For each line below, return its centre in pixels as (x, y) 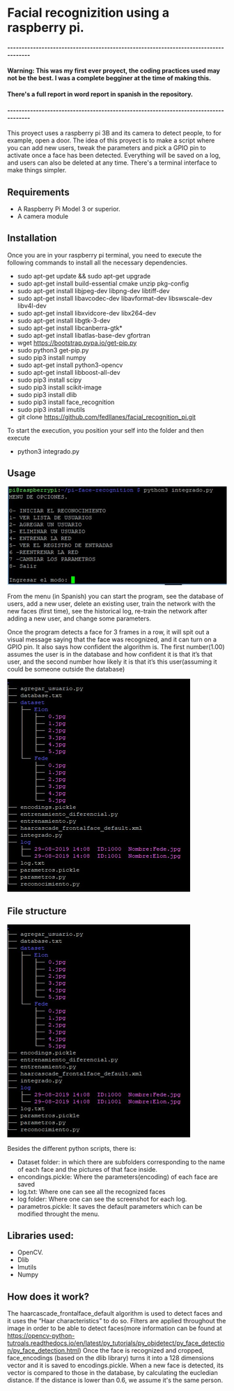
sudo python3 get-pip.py (53, 350)
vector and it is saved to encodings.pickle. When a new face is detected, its (116, 1365)
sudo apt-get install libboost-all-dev (69, 372)
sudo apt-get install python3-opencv (70, 365)
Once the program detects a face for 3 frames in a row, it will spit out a (109, 632)
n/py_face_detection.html (43, 1351)
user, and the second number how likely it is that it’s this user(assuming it (112, 662)
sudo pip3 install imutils (51, 409)
